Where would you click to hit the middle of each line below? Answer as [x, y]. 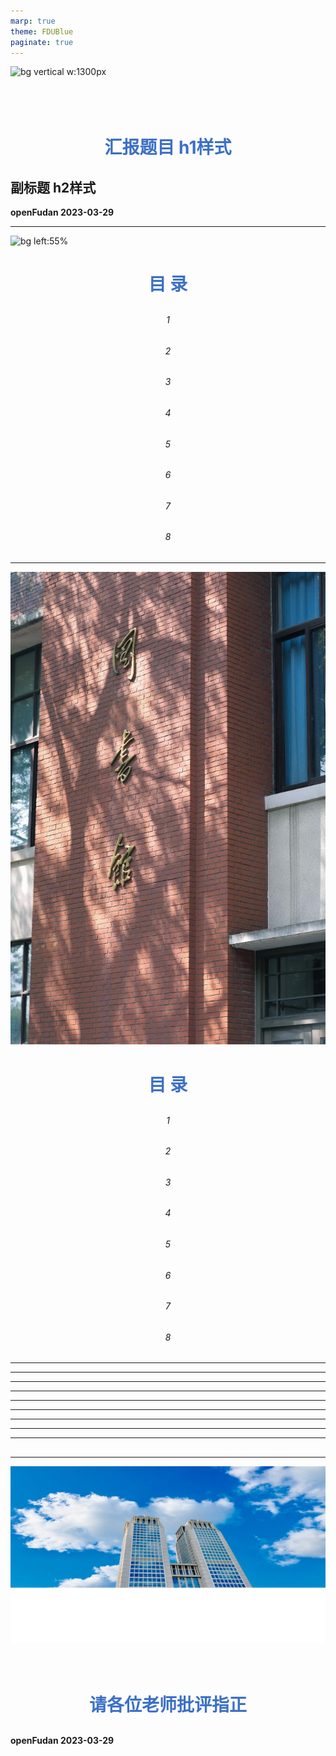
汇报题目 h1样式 [168, 147]
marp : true [33, 21]
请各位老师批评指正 [167, 1704]
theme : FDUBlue [42, 31]
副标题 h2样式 [53, 187]
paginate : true [42, 42]
